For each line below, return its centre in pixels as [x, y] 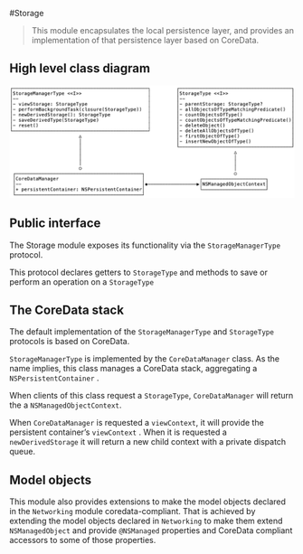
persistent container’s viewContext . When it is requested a [118, 432]
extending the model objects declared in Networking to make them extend [146, 521]
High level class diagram [80, 68]
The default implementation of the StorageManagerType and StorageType [142, 332]
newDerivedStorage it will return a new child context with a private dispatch [148, 442]
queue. [23, 452]
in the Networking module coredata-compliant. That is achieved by [133, 512]
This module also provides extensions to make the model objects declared [148, 502]
